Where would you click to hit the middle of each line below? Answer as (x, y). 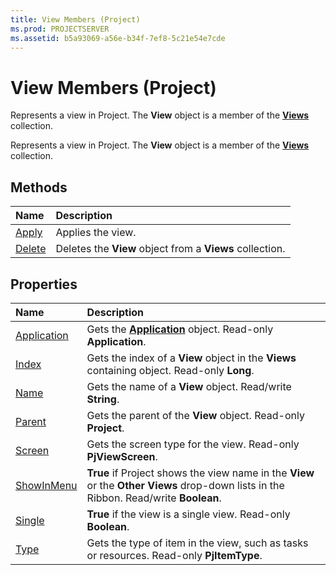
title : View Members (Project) (75, 19)
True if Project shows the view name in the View (200, 473)
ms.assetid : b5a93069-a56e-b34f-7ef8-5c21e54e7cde (118, 38)
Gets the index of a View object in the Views (191, 358)
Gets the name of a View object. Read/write (189, 386)
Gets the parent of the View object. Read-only (195, 415)
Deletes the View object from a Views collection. (170, 249)
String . (103, 399)
